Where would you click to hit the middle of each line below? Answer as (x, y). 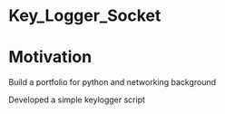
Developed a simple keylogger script (77, 100)
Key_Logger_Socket (85, 16)
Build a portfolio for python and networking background (112, 82)
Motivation (50, 57)
